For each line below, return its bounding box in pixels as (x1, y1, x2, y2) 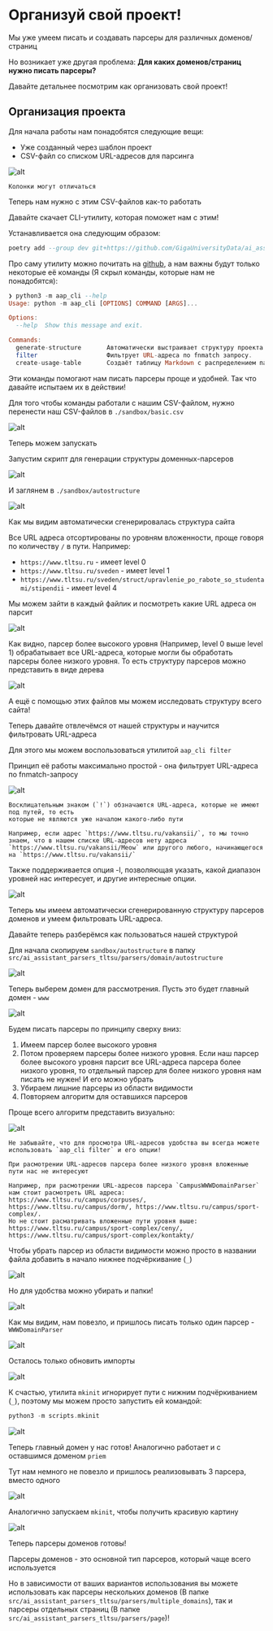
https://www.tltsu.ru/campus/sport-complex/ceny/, (8, 1224, 184, 1233)
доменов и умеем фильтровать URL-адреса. (8, 913, 163, 924)
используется (8, 1563, 57, 1572)
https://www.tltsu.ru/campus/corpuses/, (8, 1195, 148, 1204)
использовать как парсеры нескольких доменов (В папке (8, 1587, 210, 1597)
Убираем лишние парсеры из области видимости (19, 1083, 193, 1093)
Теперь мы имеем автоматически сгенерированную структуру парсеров (8, 905, 264, 915)
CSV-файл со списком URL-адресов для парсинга (19, 150, 194, 160)
